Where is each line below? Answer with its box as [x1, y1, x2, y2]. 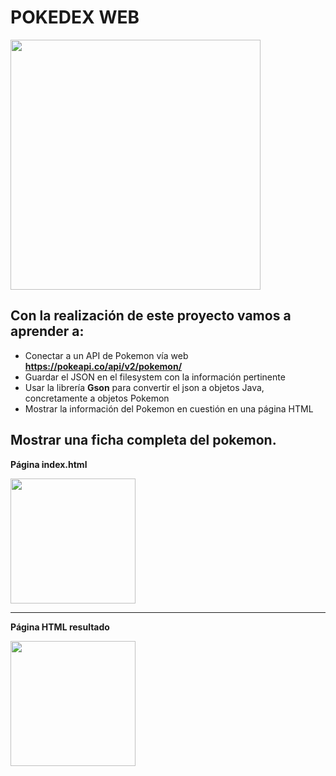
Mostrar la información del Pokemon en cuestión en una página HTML [24, 402, 314, 415]
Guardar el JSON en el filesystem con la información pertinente [24, 371, 286, 383]
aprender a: [10, 323, 85, 340]
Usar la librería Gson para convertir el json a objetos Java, [24, 381, 265, 393]
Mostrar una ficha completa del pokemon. [10, 432, 277, 449]
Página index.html [10, 458, 88, 470]
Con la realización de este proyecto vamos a [10, 307, 292, 325]
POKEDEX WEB [10, 6, 140, 29]
